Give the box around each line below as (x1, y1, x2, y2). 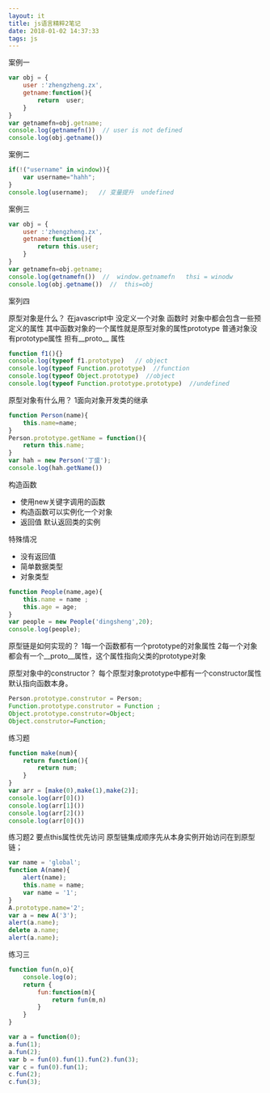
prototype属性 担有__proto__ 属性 (15, 333, 125, 343)
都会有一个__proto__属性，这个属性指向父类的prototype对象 (8, 651, 206, 661)
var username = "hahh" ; (23, 173, 95, 181)
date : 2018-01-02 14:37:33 (8, 27, 99, 35)
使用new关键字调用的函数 (19, 497, 106, 506)
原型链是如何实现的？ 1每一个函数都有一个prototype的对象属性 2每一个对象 (8, 641, 258, 651)
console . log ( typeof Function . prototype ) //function (8, 365, 190, 373)
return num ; (37, 764, 78, 773)
